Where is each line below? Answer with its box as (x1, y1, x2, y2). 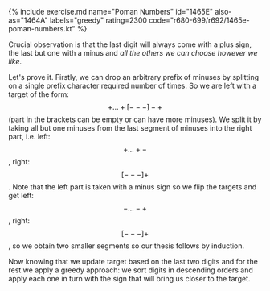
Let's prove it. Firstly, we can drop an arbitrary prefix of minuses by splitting (8, 73, 260, 81)
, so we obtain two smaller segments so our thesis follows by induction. (8, 241, 245, 251)
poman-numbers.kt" (8, 24, 76, 33)
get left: (8, 191, 35, 200)
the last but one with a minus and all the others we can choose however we (8, 48, 259, 57)
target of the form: (8, 89, 70, 99)
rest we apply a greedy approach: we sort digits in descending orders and (8, 265, 253, 275)
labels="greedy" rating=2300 (49, 15, 147, 25)
